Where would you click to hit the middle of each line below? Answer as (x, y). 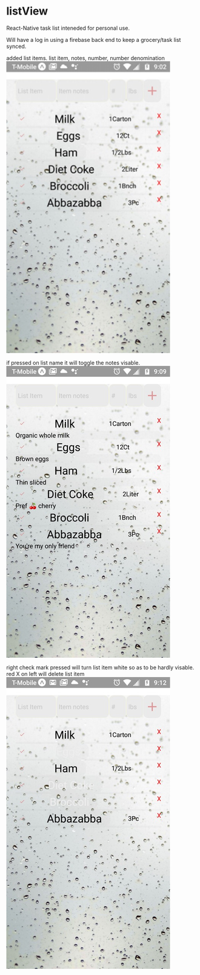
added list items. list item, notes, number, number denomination (86, 58)
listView (27, 11)
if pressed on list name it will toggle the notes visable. (73, 362)
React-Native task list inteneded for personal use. (68, 28)
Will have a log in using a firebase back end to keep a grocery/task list (94, 40)
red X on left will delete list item (45, 674)
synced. (16, 46)
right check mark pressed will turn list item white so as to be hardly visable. (100, 667)
